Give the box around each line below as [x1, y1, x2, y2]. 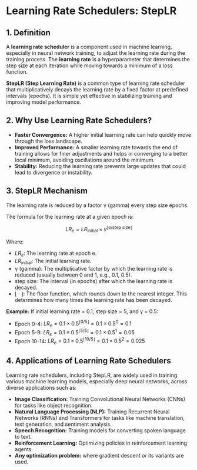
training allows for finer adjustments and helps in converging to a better [14, 150, 188, 157]
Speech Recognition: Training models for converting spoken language [14, 426, 186, 434]
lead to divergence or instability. [14, 169, 93, 176]
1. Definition [6, 28, 51, 38]
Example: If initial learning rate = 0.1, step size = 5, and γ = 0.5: [6, 308, 159, 315]
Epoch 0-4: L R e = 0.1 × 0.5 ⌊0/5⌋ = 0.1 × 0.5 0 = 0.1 [14, 319, 132, 328]
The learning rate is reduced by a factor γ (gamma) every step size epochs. [6, 202, 189, 209]
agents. [14, 445, 34, 452]
